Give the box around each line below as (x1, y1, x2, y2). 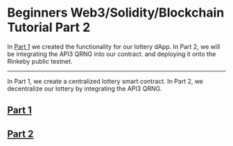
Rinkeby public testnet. (7, 57, 73, 65)
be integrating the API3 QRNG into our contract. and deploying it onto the (7, 50, 216, 58)
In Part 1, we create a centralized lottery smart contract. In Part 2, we (7, 77, 203, 85)
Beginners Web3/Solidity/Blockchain (7, 5, 225, 21)
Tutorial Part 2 (7, 19, 91, 35)
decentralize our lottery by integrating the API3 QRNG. (7, 84, 162, 93)
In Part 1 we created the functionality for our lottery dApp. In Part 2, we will (7, 42, 221, 51)
